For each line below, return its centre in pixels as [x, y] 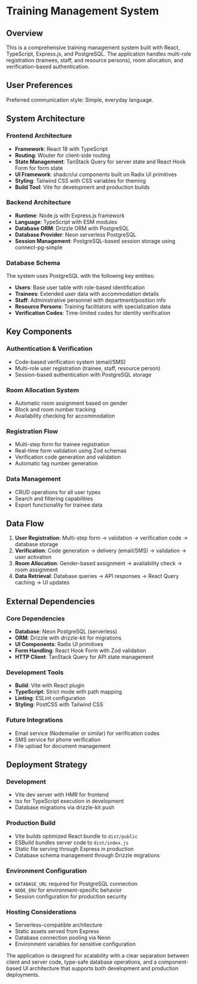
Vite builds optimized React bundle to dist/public [76, 836]
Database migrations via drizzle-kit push [64, 807]
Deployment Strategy [47, 765]
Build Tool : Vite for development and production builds [82, 187]
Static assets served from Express [57, 931]
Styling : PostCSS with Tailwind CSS [59, 704]
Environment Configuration [47, 871]
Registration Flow [32, 431]
